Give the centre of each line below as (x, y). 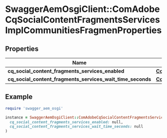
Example (19, 97)
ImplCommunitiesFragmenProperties (83, 30)
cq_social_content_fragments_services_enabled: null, (66, 122)
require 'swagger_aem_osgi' (34, 108)
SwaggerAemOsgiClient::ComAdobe (83, 9)
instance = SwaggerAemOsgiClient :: (42, 117)
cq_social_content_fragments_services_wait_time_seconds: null (76, 127)
